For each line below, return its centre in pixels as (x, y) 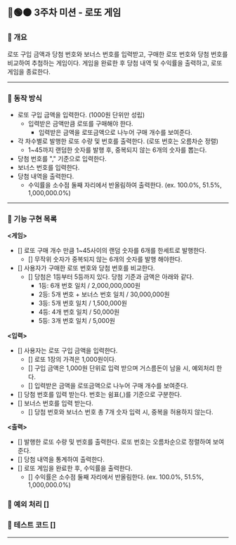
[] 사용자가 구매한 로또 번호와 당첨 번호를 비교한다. (86, 268)
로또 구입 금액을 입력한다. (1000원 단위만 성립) (81, 114)
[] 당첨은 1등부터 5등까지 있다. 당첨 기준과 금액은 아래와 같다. (111, 277)
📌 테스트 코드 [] (32, 525)
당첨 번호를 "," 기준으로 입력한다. (62, 158)
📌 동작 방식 (25, 98)
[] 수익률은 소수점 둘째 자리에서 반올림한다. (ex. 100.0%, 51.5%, (116, 477)
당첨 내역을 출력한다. (46, 176)
